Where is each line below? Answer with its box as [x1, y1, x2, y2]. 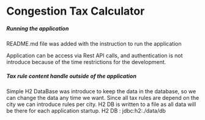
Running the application [6, 24, 69, 32]
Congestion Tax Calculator [6, 4, 145, 18]
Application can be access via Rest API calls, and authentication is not [6, 52, 183, 59]
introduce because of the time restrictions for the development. [6, 58, 166, 66]
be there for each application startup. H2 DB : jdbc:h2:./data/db [6, 107, 166, 115]
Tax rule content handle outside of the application [6, 72, 136, 80]
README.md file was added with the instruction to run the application [6, 40, 182, 48]
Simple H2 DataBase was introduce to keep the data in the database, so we [6, 88, 196, 95]
